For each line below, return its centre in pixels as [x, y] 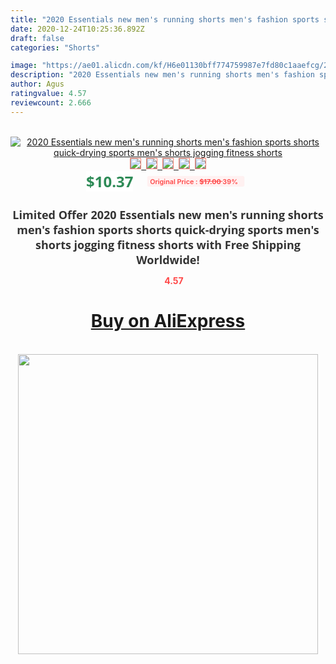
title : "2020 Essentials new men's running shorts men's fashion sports [165, 19]
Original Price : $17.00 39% [194, 181]
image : [24, 66]
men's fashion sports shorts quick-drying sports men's [168, 229]
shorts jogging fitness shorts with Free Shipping [168, 244]
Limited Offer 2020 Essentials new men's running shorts [168, 214]
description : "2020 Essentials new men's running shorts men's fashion [162, 75]
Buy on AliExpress [168, 321]
